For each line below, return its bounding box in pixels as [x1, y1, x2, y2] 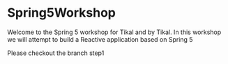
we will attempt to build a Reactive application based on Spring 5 [7, 35, 193, 43]
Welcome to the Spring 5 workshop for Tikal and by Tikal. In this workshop [7, 28, 222, 36]
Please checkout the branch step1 [7, 49, 105, 57]
